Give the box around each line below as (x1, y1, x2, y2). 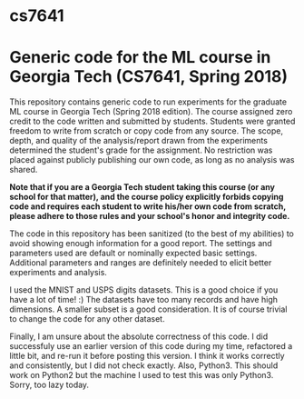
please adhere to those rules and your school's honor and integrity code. (9, 211, 290, 222)
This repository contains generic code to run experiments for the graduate (9, 96, 288, 107)
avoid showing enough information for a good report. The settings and (9, 238, 272, 249)
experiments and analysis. (9, 267, 107, 278)
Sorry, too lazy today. (9, 379, 89, 391)
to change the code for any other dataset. (9, 314, 165, 324)
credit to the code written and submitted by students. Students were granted (9, 115, 296, 127)
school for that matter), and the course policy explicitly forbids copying (9, 192, 284, 203)
